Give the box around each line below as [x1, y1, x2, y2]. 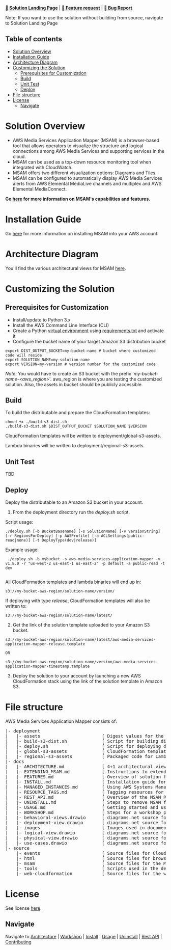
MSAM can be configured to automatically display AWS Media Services [12, 175, 163, 181]
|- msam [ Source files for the [16, 861, 161, 866]
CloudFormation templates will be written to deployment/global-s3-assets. [5, 433, 161, 439]
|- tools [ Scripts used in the [16, 866, 159, 871]
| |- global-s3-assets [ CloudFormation [5, 749, 145, 754]
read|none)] [5, 538, 31, 543]
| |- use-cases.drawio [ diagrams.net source [5, 840, 159, 846]
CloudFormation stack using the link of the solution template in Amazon [12, 678, 163, 685]
